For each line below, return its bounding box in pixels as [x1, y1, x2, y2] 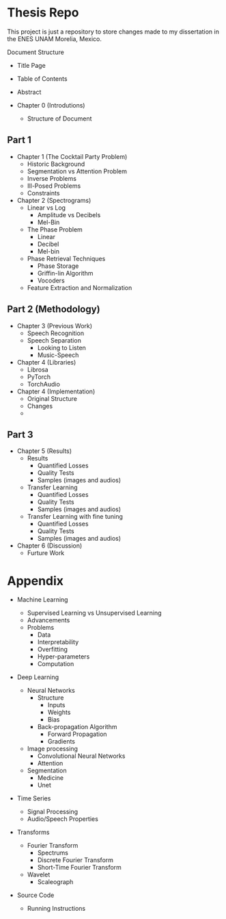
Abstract [16, 88, 42, 96]
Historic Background [27, 160, 85, 168]
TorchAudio [27, 380, 60, 388]
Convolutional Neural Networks [37, 752, 126, 760]
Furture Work [27, 549, 65, 557]
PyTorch [27, 372, 51, 381]
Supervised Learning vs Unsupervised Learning [27, 609, 162, 617]
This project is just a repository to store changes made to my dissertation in [7, 27, 220, 36]
